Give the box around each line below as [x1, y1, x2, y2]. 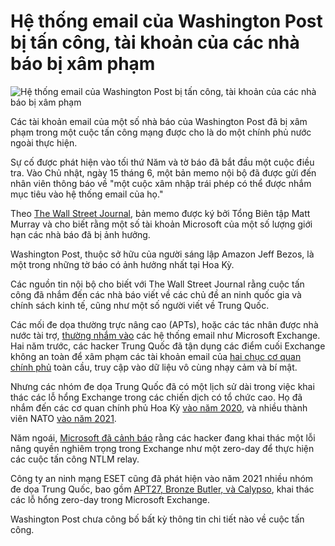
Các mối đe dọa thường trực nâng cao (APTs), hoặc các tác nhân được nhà [10, 318, 319, 330]
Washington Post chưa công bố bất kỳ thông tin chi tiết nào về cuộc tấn [10, 513, 305, 525]
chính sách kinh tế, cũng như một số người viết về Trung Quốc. [10, 299, 270, 311]
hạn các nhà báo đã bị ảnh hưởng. [10, 228, 151, 240]
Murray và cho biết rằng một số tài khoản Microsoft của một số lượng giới [10, 218, 313, 230]
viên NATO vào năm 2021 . [10, 412, 117, 424]
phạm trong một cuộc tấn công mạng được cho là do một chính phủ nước [10, 126, 312, 138]
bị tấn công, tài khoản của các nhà [10, 31, 300, 54]
